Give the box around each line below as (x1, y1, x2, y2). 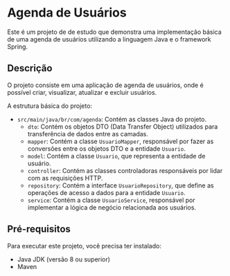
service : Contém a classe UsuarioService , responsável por (27, 196, 195, 204)
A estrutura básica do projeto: (7, 102, 92, 110)
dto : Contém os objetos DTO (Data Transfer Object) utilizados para (27, 122, 218, 131)
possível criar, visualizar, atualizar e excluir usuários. (7, 88, 157, 96)
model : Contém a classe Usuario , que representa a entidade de (27, 151, 206, 160)
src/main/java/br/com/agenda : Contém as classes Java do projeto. (17, 115, 207, 123)
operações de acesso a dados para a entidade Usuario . (27, 188, 186, 196)
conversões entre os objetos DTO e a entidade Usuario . (27, 144, 186, 153)
